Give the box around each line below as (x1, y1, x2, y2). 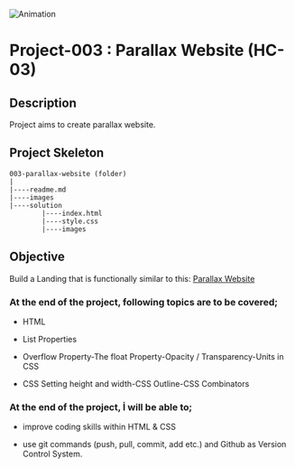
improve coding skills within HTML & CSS (22, 421, 176, 433)
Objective (9, 249, 66, 265)
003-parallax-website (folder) (9, 169, 127, 178)
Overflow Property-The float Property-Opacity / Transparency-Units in (22, 351, 284, 361)
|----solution (9, 201, 63, 210)
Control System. (22, 448, 83, 460)
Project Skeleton (9, 145, 105, 161)
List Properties (22, 333, 78, 344)
